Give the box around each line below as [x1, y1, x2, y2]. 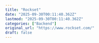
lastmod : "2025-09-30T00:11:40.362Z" [5, 16, 84, 21]
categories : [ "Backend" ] [5, 21, 57, 26]
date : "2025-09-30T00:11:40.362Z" [5, 12, 77, 17]
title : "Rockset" [5, 7, 41, 12]
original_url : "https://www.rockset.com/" [5, 26, 95, 31]
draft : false [5, 30, 32, 35]
